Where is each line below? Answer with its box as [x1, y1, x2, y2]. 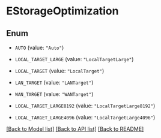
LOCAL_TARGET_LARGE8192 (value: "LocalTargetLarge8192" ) [14, 102, 156, 109]
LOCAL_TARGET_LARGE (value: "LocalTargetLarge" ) [14, 56, 134, 62]
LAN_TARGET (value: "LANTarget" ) [14, 79, 94, 86]
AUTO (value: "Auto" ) [14, 44, 64, 51]
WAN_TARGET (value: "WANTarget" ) [14, 91, 94, 97]
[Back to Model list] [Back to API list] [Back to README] [6, 125, 144, 133]
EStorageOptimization [6, 4, 119, 18]
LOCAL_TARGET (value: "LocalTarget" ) [14, 67, 105, 74]
